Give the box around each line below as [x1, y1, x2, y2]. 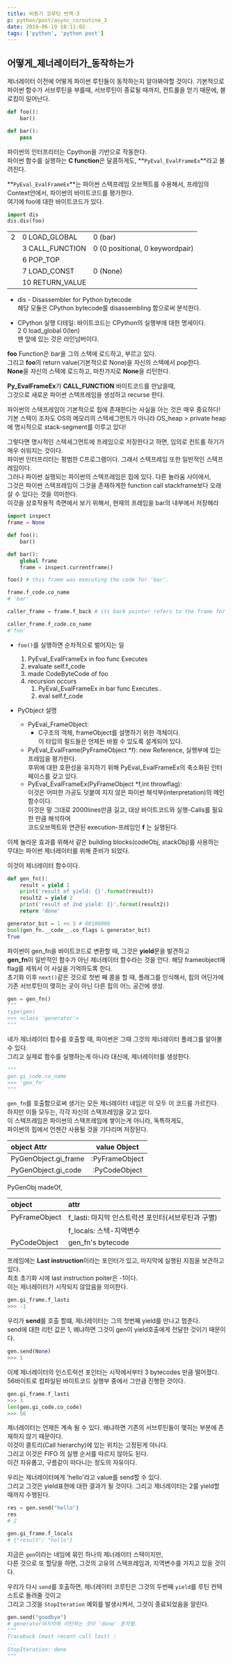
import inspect [7, 513, 51, 520]
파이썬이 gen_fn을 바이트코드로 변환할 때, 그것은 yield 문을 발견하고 [7, 947, 190, 955]
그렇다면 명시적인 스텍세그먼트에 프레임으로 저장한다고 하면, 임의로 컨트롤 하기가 [7, 437, 225, 446]
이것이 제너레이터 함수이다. [7, 861, 80, 869]
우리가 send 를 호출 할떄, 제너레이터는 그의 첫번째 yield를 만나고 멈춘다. [7, 1316, 200, 1325]
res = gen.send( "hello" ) [7, 1505, 79, 1512]
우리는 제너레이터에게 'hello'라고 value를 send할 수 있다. [7, 1473, 162, 1482]
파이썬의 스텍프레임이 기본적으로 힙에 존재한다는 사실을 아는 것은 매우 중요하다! [7, 405, 221, 414]
